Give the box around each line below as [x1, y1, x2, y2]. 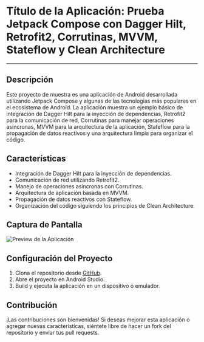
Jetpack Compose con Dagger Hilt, [6, 17, 186, 31]
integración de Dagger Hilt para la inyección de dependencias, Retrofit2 [6, 110, 186, 117]
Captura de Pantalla [6, 219, 83, 230]
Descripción [6, 75, 53, 85]
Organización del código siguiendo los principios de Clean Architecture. [15, 202, 195, 209]
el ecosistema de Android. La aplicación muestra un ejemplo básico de [6, 103, 183, 111]
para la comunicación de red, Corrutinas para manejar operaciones [6, 117, 174, 124]
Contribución [6, 299, 58, 310]
